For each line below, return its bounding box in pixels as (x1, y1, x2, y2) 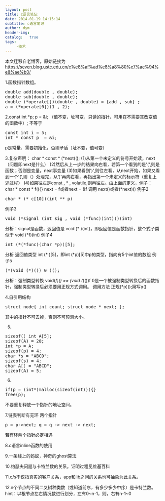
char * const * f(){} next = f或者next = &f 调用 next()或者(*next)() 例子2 (5, 186, 149, 192)
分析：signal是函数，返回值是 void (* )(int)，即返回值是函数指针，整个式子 (5, 225, 155, 231)
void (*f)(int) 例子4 (14, 232, 53, 238)
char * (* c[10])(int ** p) (5, 196, 73, 202)
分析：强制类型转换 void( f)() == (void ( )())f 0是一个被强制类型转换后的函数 (5, 277, 155, 283)
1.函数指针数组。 (5, 79, 38, 85)
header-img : (5, 30, 30, 35)
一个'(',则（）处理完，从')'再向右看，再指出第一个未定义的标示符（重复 (9, 173, 153, 179)
